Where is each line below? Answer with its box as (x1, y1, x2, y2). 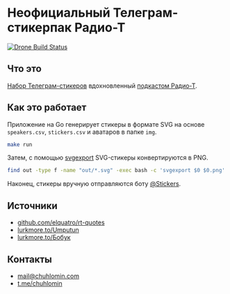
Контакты (7, 253, 52, 265)
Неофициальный (7, 5, 110, 21)
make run (7, 141, 33, 148)
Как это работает (7, 102, 87, 114)
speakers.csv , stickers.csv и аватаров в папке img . (7, 127, 157, 136)
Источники (7, 200, 58, 212)
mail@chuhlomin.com (17, 272, 80, 280)
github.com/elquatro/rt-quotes (17, 218, 106, 227)
